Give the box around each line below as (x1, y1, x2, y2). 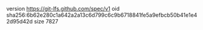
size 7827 (34, 18, 59, 25)
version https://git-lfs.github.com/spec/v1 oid (6, 5, 120, 12)
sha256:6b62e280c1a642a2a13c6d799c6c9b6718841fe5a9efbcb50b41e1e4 (6, 11, 198, 19)
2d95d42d (6, 18, 33, 25)
